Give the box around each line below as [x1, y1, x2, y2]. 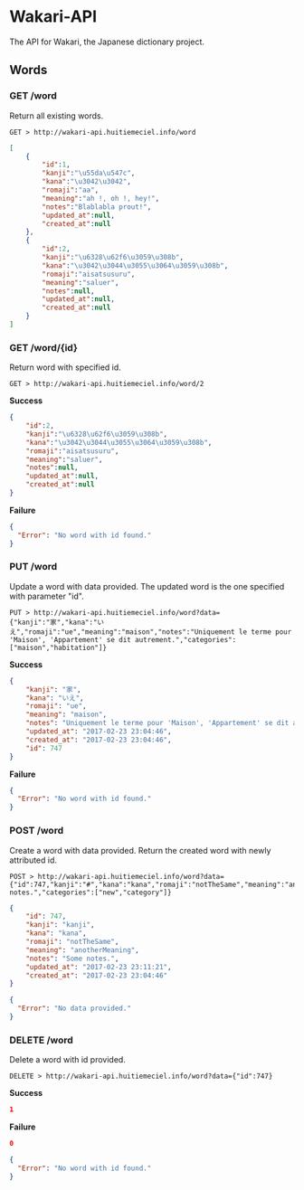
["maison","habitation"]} [9, 643, 107, 652]
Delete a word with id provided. [9, 1054, 127, 1065]
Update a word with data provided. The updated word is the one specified [9, 581, 285, 591]
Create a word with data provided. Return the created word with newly [9, 845, 271, 855]
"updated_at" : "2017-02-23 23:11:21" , [25, 962, 172, 971]
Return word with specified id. [9, 362, 122, 373]
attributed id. [9, 855, 57, 865]
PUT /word [9, 561, 58, 573]
